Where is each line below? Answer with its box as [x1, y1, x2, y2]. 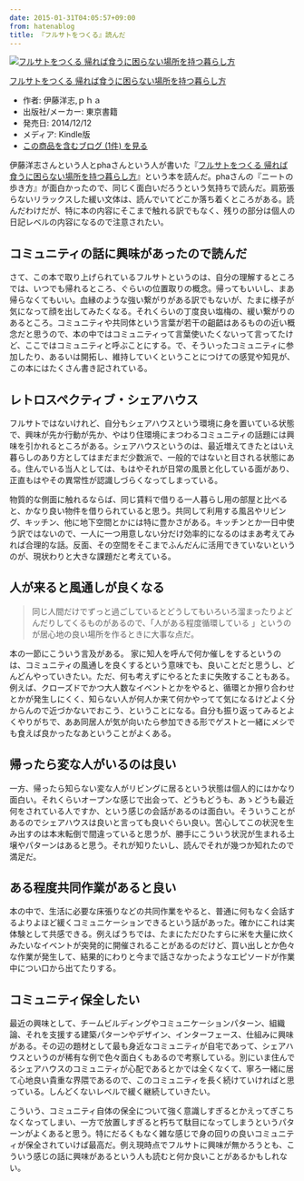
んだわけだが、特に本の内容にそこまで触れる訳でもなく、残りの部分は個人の [9, 206, 296, 217]
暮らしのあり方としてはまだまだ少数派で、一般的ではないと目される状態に [9, 452, 288, 462]
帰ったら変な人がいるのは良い [9, 757, 177, 772]
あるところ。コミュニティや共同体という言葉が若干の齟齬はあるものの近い [9, 318, 288, 328]
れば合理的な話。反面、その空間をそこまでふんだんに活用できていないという [9, 540, 296, 550]
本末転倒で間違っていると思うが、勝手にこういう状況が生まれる [48, 828, 288, 839]
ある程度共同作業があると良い [9, 880, 177, 896]
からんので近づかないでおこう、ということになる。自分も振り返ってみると [9, 704, 288, 715]
